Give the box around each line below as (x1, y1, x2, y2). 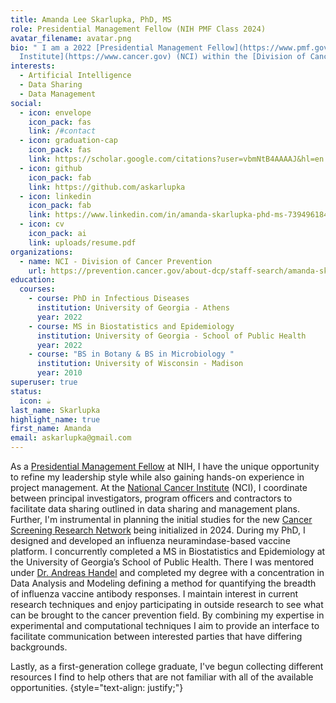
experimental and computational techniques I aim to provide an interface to (10, 620, 320, 631)
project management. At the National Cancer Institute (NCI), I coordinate (10, 482, 308, 493)
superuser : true (10, 377, 78, 387)
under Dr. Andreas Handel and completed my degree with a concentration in (10, 567, 325, 578)
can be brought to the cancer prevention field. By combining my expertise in (10, 609, 325, 621)
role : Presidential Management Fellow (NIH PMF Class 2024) (10, 24, 267, 34)
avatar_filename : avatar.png (10, 33, 132, 43)
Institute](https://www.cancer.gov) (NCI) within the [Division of (19, 52, 307, 62)
